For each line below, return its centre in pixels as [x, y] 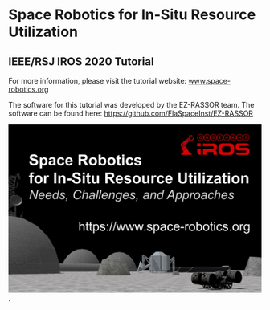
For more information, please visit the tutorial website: [98, 81]
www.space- [210, 81]
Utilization [43, 32]
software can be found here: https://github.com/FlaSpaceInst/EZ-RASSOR [131, 113]
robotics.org [29, 89]
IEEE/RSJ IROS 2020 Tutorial [81, 61]
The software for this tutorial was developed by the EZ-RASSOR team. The [131, 105]
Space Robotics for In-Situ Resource [132, 15]
